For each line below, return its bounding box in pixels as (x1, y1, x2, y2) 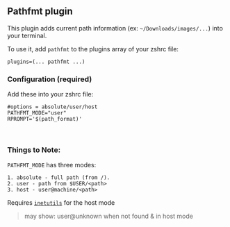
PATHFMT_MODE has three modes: (7, 161, 97, 169)
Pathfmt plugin (7, 6, 73, 17)
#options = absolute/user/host (7, 103, 98, 110)
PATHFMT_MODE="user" (7, 110, 67, 117)
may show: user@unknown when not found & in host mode (24, 212, 193, 221)
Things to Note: (7, 145, 61, 155)
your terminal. (7, 31, 47, 40)
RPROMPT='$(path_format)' (7, 116, 82, 123)
